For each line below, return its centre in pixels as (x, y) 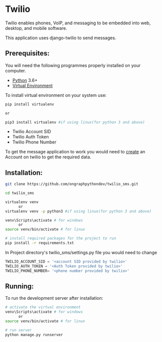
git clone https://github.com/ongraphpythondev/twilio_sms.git (72, 184)
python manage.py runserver (34, 335)
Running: (20, 286)
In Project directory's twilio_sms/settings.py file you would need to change (81, 252)
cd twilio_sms (20, 193)
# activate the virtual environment (43, 307)
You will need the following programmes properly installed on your (73, 65)
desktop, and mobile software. (36, 28)
